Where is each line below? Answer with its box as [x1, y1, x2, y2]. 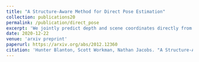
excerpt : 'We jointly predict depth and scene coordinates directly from [6, 25, 192, 31]
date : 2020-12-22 [6, 31, 49, 37]
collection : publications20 [6, 14, 76, 20]
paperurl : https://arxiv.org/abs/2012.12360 [6, 42, 118, 48]
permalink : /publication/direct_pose [6, 19, 99, 25]
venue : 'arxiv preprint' [6, 36, 68, 42]
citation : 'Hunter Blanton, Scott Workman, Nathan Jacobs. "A [6, 47, 163, 53]
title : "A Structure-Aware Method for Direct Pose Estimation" [6, 8, 166, 15]
